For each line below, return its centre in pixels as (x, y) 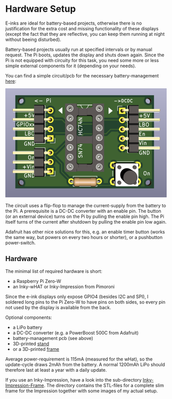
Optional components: (29, 317)
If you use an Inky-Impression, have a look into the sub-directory (73, 380)
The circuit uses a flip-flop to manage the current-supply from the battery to (86, 206)
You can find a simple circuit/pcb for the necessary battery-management (82, 75)
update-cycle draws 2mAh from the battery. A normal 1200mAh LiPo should (85, 364)
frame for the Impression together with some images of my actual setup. (82, 391)
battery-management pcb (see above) (53, 338)
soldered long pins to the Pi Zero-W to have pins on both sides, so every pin (85, 302)
